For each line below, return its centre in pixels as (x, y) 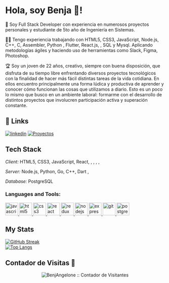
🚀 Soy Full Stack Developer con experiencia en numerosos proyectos (77, 24)
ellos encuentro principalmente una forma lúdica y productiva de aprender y (85, 84)
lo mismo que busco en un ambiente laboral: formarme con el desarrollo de (83, 94)
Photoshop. (17, 56)
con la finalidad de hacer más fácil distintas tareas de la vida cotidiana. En (82, 78)
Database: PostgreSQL (29, 181)
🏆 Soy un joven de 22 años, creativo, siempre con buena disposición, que (83, 66)
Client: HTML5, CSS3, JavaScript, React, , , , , (52, 161)
